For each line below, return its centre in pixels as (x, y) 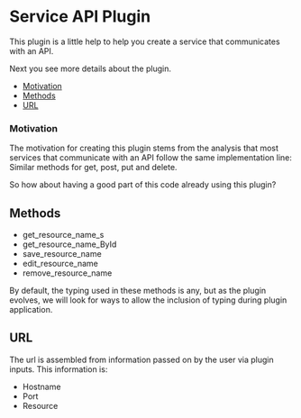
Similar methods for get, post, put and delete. (93, 168)
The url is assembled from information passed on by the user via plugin (142, 359)
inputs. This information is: (59, 369)
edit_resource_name (60, 264)
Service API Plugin (80, 17)
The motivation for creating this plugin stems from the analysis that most (144, 148)
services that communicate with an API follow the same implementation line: (151, 158)
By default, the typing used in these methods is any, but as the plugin (138, 291)
